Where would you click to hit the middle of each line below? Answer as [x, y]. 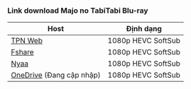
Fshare [22, 52]
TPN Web [27, 41]
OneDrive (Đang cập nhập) [56, 75]
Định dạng [144, 29]
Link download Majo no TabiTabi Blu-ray [78, 11]
